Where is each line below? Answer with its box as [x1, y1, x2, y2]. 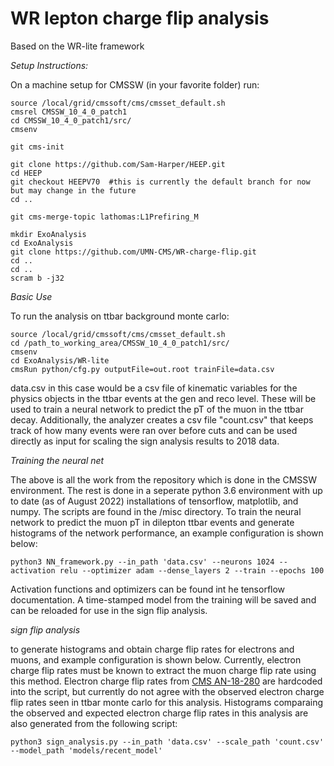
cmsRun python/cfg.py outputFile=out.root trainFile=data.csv [10, 364, 275, 374]
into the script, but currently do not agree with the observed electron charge [10, 685, 325, 697]
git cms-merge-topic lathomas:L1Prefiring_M [10, 212, 199, 222]
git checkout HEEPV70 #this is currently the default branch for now [10, 177, 311, 187]
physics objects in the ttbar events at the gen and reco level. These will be [10, 392, 317, 404]
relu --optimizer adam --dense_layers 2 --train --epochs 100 [59, 565, 325, 576]
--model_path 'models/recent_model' [10, 745, 163, 756]
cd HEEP [10, 168, 43, 178]
